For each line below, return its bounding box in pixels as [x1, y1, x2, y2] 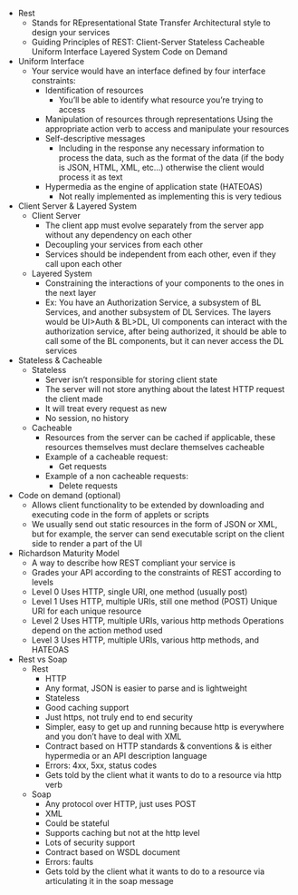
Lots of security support [44, 837, 136, 848]
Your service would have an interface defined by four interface [31, 65, 266, 76]
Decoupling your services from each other [44, 240, 204, 250]
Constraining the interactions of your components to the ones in [44, 278, 284, 289]
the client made [44, 394, 103, 404]
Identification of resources [44, 85, 144, 95]
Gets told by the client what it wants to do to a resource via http [44, 770, 283, 780]
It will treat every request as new [44, 403, 168, 414]
